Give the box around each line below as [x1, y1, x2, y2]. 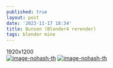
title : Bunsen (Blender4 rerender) [6, 25, 97, 32]
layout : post [6, 15, 39, 21]
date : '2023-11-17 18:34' [6, 20, 72, 26]
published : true [6, 8, 47, 15]
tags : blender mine [6, 32, 56, 38]
